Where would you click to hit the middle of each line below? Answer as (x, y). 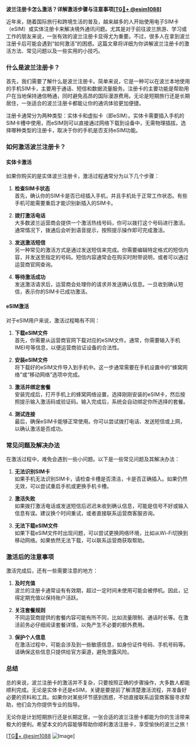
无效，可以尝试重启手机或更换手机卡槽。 (63, 486)
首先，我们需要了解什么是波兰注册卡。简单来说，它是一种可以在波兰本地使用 (98, 81)
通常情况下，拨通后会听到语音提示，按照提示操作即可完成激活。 (91, 230)
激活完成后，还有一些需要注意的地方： (52, 571)
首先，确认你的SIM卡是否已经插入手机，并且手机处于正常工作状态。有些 (101, 196)
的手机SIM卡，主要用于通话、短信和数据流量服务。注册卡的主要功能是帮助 (95, 89)
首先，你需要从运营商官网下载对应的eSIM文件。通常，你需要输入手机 (97, 340)
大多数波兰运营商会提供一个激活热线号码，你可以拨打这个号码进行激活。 (101, 223)
